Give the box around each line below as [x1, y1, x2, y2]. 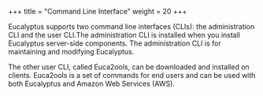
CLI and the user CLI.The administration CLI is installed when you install [8, 31, 241, 39]
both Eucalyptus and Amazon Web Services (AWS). [8, 79, 176, 88]
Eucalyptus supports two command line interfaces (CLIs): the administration [8, 22, 255, 31]
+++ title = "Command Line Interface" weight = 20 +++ [8, 7, 187, 16]
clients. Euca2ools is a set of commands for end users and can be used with [8, 71, 256, 79]
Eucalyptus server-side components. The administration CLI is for [8, 39, 222, 48]
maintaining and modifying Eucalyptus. [8, 47, 135, 56]
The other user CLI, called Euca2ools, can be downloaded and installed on [8, 62, 250, 72]
